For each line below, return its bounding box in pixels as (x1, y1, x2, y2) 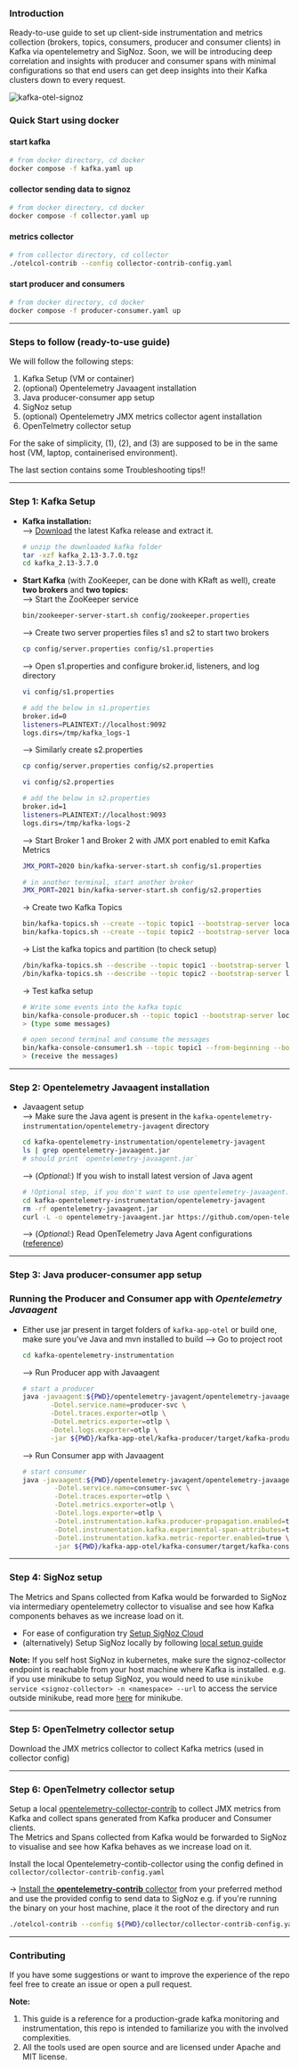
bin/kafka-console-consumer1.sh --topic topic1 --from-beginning (21, 1044, 270, 1053)
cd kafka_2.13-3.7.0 (21, 559, 99, 568)
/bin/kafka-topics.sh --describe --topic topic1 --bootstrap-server (21, 961, 282, 970)
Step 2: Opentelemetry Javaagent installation (9, 1081, 210, 1094)
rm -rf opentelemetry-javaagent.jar (21, 1204, 158, 1213)
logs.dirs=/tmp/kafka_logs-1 (21, 728, 131, 737)
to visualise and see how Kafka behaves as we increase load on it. (9, 1842, 252, 1852)
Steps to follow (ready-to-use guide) (9, 335, 171, 348)
